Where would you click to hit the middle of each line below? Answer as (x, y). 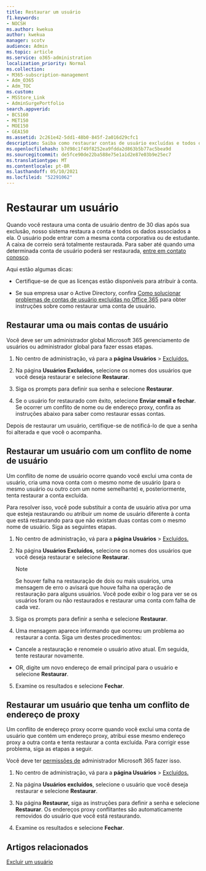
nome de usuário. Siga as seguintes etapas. (62, 527)
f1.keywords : (23, 18)
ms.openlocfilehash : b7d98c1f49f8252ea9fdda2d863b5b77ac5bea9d (89, 149)
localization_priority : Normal (46, 63)
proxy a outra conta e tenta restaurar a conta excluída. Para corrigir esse (98, 742)
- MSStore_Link (26, 98)
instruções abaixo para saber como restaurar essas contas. (90, 413)
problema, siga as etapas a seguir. (50, 749)
